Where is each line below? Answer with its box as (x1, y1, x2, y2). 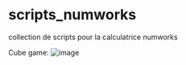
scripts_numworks (8, 6, 137, 24)
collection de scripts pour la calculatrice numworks (8, 32, 179, 42)
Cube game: (8, 47, 50, 57)
